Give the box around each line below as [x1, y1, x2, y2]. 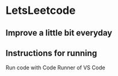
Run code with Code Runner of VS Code [5, 64, 106, 71]
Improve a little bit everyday [5, 28, 113, 38]
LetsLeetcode [5, 4, 76, 17]
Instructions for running [5, 48, 98, 58]
